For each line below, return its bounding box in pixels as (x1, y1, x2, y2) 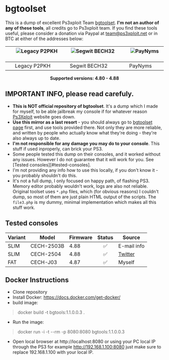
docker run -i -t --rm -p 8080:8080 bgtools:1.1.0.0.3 (17, 329, 125, 335)
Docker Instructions (5, 276, 69, 284)
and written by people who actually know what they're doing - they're (12, 130, 157, 136)
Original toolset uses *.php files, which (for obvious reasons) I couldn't (12, 188, 159, 194)
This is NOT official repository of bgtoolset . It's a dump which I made (12, 103, 158, 109)
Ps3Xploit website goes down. (12, 113, 75, 119)
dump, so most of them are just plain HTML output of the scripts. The (12, 194, 156, 200)
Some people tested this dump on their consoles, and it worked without (12, 151, 161, 157)
